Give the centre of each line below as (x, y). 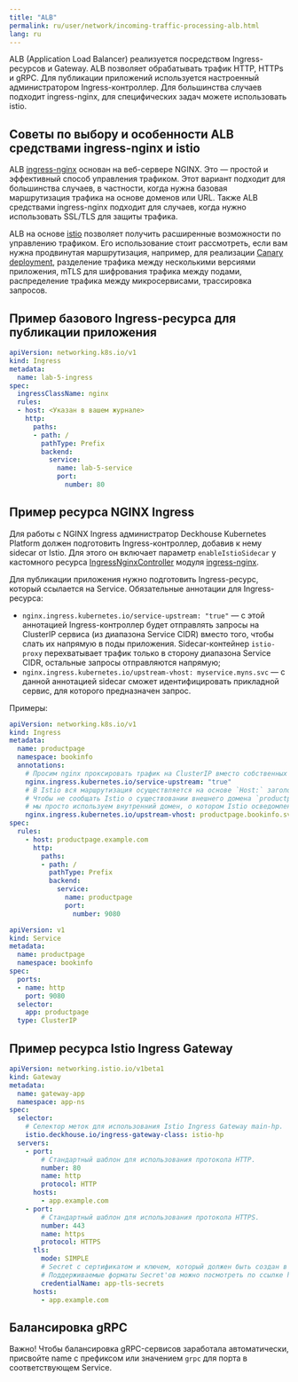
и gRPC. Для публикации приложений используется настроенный (134, 78)
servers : (33, 1143)
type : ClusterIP (47, 1021)
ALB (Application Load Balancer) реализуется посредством (120, 59)
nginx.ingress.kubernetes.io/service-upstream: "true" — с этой (143, 615)
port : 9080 (45, 996)
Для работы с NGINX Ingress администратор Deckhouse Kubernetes (138, 533)
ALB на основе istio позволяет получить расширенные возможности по (145, 234)
